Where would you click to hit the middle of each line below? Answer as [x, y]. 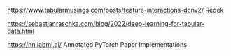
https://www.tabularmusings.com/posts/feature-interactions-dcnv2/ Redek [115, 10]
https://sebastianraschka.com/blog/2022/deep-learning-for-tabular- [106, 23]
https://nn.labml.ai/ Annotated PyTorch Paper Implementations [97, 44]
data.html [21, 31]
